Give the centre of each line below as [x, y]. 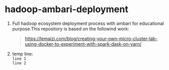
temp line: [23, 54]
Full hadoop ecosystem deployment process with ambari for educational [88, 23]
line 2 [19, 63]
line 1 [19, 59]
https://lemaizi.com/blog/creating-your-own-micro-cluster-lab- [91, 39]
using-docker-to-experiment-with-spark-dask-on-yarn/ [83, 44]
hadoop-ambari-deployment [66, 9]
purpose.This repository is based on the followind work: [71, 28]
